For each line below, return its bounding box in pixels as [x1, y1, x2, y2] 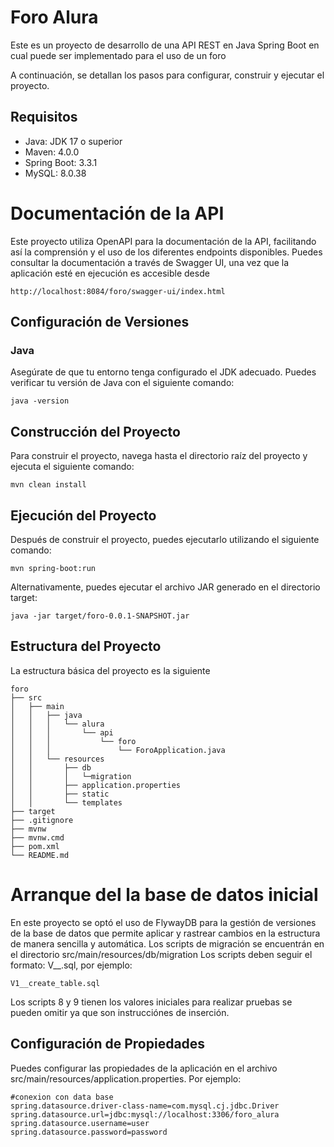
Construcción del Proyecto [10, 423, 181, 440]
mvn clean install [10, 480, 87, 490]
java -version [10, 396, 70, 406]
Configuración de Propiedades [10, 1036, 206, 1053]
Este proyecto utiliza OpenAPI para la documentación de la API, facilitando [10, 235, 317, 247]
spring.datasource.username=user [10, 1118, 150, 1128]
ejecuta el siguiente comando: [10, 461, 135, 473]
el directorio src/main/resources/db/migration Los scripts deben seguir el [10, 948, 313, 960]
